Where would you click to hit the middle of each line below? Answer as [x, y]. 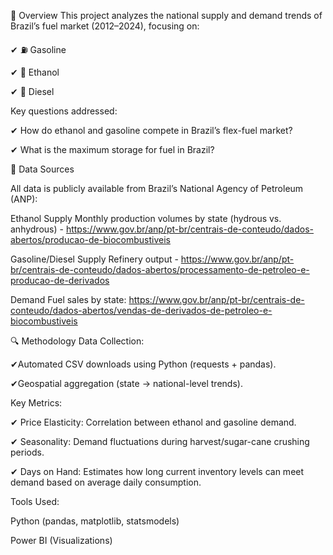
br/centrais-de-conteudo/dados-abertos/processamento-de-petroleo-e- [160, 269]
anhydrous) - [37, 229]
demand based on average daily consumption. [106, 482]
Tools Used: [35, 501]
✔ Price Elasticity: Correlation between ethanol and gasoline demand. [153, 422]
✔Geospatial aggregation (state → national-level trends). [126, 383]
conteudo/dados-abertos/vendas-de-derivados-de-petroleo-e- [141, 310]
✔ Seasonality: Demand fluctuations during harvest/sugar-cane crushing [160, 441]
